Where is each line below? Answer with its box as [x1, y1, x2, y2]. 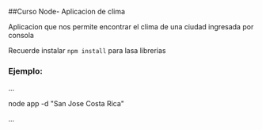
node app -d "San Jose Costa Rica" [8, 99, 125, 109]
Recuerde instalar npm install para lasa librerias [8, 46, 166, 55]
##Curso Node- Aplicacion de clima [8, 7, 125, 16]
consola [8, 31, 34, 40]
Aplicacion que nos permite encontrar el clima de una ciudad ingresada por [8, 22, 254, 31]
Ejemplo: [8, 65, 44, 76]
